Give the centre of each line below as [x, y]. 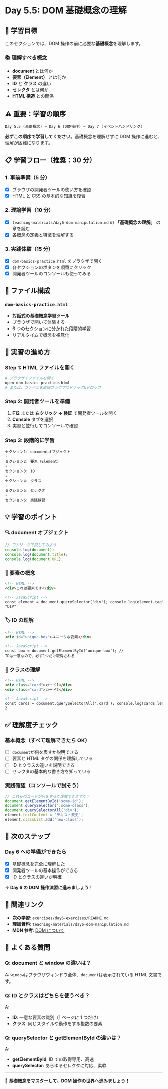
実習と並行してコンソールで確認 [45, 426]
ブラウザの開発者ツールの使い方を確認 [52, 189]
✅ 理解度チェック [32, 725]
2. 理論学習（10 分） [29, 210]
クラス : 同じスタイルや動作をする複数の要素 [57, 1023]
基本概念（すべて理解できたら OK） [48, 740]
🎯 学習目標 [21, 30]
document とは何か [33, 71]
